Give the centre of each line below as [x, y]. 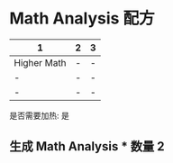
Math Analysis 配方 [82, 18]
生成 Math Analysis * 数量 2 [87, 146]
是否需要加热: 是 [39, 115]
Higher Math [40, 62]
